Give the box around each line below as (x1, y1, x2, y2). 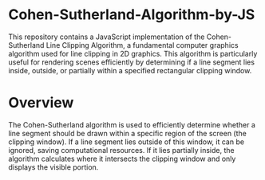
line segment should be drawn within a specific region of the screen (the (8, 128, 247, 138)
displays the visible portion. (8, 162, 99, 172)
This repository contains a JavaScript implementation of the (8, 32, 205, 41)
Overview (8, 94, 74, 112)
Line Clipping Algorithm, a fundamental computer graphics (45, 40, 239, 49)
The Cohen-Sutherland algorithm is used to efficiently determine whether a (8, 119, 255, 129)
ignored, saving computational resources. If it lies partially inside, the (8, 145, 235, 155)
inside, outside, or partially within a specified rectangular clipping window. (8, 65, 252, 75)
